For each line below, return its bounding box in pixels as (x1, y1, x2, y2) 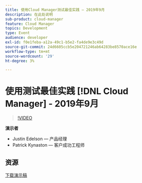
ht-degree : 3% (5, 58, 35, 63)
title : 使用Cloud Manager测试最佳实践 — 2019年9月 (5, 7, 105, 12)
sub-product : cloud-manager (5, 16, 64, 21)
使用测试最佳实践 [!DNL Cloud (5, 86, 129, 97)
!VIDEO (17, 115, 32, 121)
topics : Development (5, 26, 48, 31)
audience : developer (5, 35, 48, 40)
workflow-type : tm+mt (5, 49, 50, 54)
